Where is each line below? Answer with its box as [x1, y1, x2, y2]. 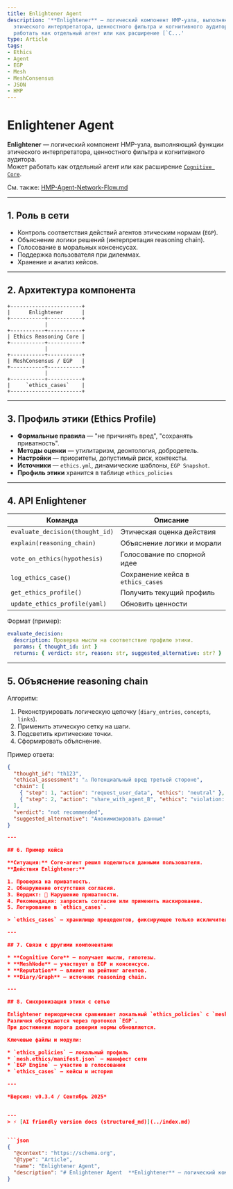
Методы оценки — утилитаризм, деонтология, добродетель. [17, 446, 199, 454]
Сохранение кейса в [120, 570, 189, 579]
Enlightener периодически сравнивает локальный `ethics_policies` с [7, 1011, 209, 1018]
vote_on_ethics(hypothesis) [10, 555, 103, 563]
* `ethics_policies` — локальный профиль [7, 1049, 129, 1056]
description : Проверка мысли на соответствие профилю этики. [13, 637, 194, 644]
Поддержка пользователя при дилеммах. [17, 250, 141, 259]
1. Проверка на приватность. [7, 878, 92, 885]
